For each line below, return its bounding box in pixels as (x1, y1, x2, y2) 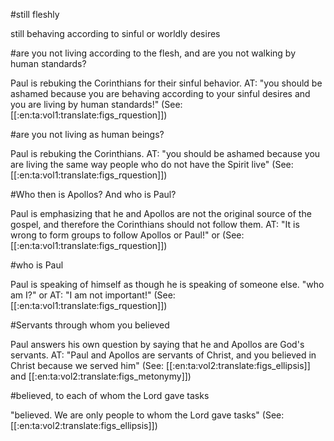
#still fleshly (10, 9, 60, 20)
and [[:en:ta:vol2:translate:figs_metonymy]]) (10, 370, 192, 382)
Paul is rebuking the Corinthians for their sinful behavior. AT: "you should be (10, 77, 323, 89)
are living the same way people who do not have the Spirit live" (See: (10, 159, 294, 170)
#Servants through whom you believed (10, 319, 170, 331)
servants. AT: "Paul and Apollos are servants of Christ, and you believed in (10, 349, 317, 361)
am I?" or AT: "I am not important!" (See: (10, 289, 176, 301)
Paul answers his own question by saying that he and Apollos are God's (10, 339, 305, 350)
